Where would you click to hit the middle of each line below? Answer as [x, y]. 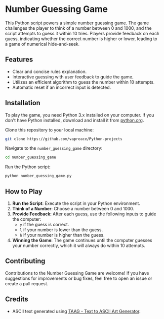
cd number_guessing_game [31, 157]
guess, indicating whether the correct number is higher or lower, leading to [81, 39]
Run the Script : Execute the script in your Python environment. [76, 203]
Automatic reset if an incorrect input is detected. [61, 87]
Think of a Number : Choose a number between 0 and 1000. [73, 209]
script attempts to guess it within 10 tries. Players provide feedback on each [82, 33]
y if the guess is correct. [44, 224]
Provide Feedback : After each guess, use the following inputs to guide [84, 214]
